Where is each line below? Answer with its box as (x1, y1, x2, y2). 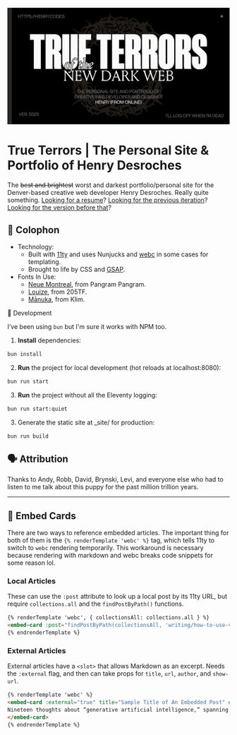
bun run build (7, 432, 49, 440)
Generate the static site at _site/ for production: (17, 418, 155, 426)
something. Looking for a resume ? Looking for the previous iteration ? (7, 196, 208, 205)
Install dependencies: (17, 336, 81, 345)
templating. (28, 258, 61, 266)
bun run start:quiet (7, 405, 68, 412)
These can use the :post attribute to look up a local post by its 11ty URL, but (7, 592, 228, 601)
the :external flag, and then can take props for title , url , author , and (7, 669, 212, 678)
